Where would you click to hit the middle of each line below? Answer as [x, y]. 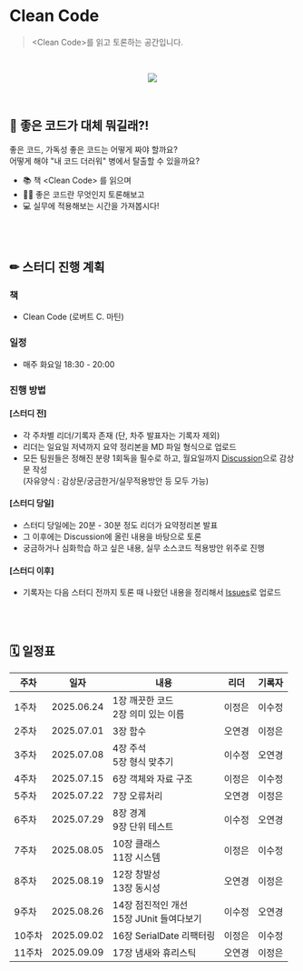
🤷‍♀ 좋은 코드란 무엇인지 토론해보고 [83, 194]
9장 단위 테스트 [143, 826]
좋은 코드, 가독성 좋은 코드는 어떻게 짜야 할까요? [94, 149]
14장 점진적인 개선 [150, 906]
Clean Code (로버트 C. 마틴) [73, 317]
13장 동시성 [136, 888]
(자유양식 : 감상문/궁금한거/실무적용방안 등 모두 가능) [116, 480]
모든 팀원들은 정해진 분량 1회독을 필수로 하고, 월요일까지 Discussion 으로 [150, 458]
